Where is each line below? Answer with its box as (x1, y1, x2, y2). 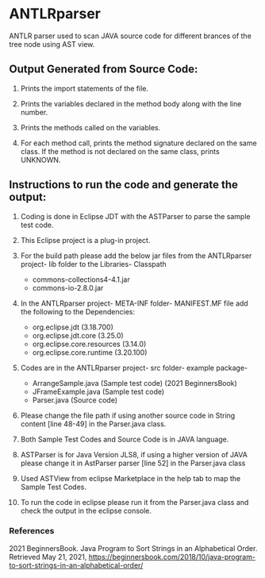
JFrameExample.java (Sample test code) (32, 387, 165, 396)
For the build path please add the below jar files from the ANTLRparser (20, 251, 252, 260)
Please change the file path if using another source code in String (20, 410, 236, 420)
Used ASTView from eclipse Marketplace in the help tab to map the (20, 473, 241, 483)
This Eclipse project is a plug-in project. (20, 235, 151, 245)
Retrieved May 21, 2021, (9, 552, 87, 561)
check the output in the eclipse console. (20, 506, 152, 515)
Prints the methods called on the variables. (20, 122, 161, 132)
